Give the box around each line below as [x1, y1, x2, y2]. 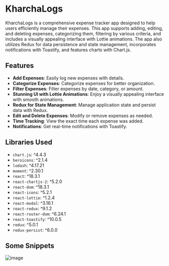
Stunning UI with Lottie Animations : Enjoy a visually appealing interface [12, 91, 164, 97]
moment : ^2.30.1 [12, 168, 44, 174]
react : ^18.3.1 [12, 173, 40, 179]
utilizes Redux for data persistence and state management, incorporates [5, 41, 156, 47]
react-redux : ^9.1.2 [12, 205, 52, 211]
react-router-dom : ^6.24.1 [12, 211, 66, 217]
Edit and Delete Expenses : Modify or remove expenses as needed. [12, 112, 153, 119]
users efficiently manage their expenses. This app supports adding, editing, [5, 25, 163, 31]
